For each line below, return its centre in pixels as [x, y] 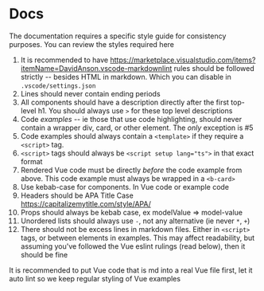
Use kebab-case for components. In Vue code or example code [125, 187]
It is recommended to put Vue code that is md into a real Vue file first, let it [131, 270]
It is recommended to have [64, 60]
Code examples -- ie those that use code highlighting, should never [131, 119]
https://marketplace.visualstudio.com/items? [183, 60]
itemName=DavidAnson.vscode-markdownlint [96, 68]
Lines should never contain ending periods [91, 93]
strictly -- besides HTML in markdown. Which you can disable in [126, 77]
